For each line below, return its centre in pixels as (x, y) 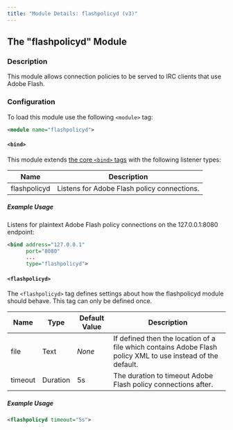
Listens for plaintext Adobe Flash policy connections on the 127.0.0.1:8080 (113, 224)
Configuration (31, 102)
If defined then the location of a (165, 338)
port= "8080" (43, 251)
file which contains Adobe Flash (165, 347)
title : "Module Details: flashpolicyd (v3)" (72, 14)
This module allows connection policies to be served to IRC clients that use (114, 76)
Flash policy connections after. (163, 384)
